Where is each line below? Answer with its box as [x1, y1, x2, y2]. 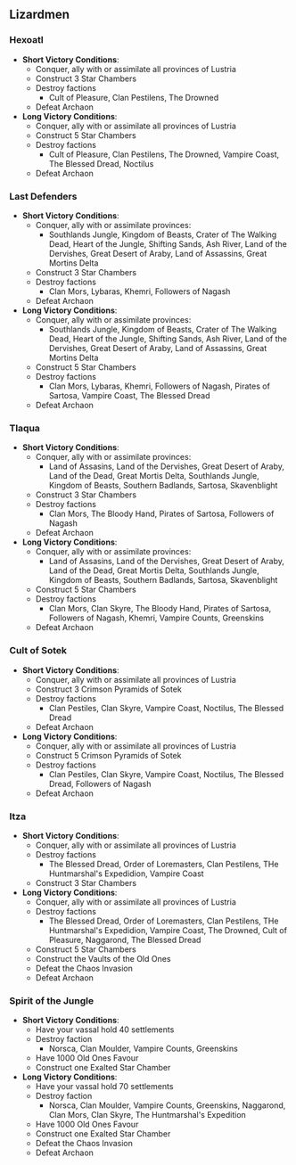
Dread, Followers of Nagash [48, 778, 152, 789]
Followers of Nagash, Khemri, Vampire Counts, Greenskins [48, 612, 265, 623]
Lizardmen [9, 7, 70, 22]
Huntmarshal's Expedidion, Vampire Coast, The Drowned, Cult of [48, 924, 288, 935]
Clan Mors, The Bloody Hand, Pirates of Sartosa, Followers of [48, 508, 275, 520]
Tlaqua [9, 422, 40, 434]
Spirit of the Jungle [9, 994, 95, 1006]
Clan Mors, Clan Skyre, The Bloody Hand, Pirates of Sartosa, [48, 603, 272, 614]
